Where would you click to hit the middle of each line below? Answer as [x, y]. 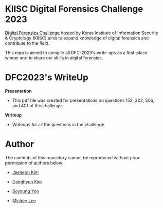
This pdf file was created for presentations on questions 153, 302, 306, [83, 100]
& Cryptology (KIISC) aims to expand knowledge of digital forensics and [77, 38]
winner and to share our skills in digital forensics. [54, 57]
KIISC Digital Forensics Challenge [74, 9]
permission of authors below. [34, 163]
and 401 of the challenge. [37, 105]
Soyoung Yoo [26, 191]
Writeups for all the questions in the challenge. [59, 124]
